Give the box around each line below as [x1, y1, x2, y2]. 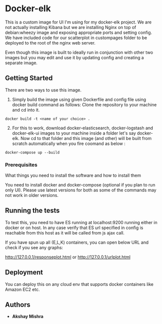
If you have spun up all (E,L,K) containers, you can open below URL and [5, 239, 149, 245]
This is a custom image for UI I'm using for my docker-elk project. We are [5, 19, 152, 25]
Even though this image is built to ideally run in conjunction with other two [5, 49, 153, 55]
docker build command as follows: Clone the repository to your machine [12, 101, 157, 108]
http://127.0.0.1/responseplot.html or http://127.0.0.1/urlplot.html [5, 254, 130, 260]
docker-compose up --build [5, 150, 60, 155]
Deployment [5, 268, 43, 277]
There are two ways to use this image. [5, 87, 82, 93]
